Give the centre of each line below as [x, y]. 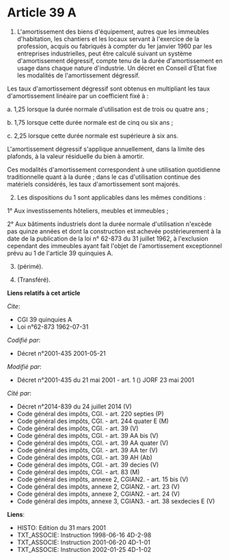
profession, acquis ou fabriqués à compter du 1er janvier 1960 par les [114, 46]
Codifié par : [24, 340]
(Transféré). [34, 280]
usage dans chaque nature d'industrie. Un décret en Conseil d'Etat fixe [117, 68]
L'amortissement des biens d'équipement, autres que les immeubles [113, 32]
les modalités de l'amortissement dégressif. [78, 75]
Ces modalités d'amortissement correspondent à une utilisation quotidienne [114, 169]
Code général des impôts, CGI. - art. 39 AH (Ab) [84, 457]
